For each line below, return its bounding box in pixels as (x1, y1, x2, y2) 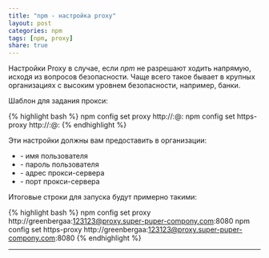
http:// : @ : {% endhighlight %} (29, 120, 126, 130)
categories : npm (8, 26, 62, 34)
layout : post (8, 19, 52, 27)
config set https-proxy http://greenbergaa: (8, 225, 149, 235)
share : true (8, 42, 48, 50)
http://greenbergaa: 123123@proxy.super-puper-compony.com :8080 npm (8, 216, 251, 226)
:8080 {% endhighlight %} (54, 233, 142, 243)
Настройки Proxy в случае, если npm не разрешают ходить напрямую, (8, 63, 251, 73)
